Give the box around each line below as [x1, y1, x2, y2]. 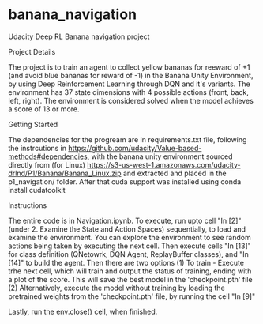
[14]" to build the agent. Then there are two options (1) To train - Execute [8, 258, 245, 267]
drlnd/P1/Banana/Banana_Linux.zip [8, 168, 122, 178]
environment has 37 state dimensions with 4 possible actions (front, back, [8, 87, 249, 96]
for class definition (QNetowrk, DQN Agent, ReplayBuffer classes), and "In [8, 249, 249, 258]
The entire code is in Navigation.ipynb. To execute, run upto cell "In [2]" [8, 216, 242, 225]
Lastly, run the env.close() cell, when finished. [8, 307, 158, 316]
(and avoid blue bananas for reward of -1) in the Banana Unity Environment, [8, 70, 254, 80]
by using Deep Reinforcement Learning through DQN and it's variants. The [8, 79, 250, 89]
